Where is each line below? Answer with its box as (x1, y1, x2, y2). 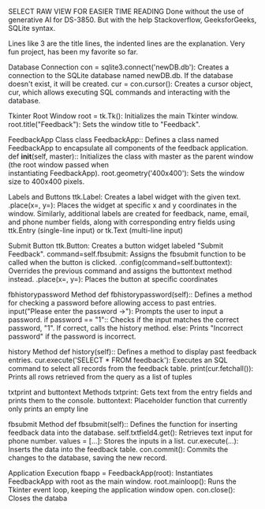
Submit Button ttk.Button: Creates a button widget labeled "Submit (8, 241, 224, 250)
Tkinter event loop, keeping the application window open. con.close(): (8, 485, 235, 494)
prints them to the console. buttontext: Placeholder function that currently (8, 396, 248, 405)
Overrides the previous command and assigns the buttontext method (8, 266, 233, 275)
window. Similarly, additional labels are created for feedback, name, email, (8, 209, 249, 218)
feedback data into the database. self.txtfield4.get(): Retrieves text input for (8, 428, 253, 437)
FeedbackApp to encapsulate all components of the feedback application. (8, 144, 248, 152)
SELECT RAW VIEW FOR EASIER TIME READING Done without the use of (8, 7, 244, 16)
